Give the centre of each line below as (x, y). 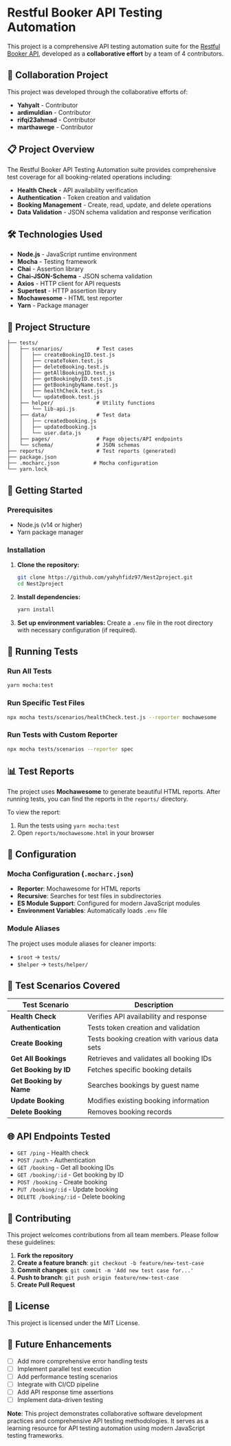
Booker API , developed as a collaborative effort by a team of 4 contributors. (115, 54)
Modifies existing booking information (148, 1101)
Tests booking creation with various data (153, 1039)
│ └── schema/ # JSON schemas (73, 445)
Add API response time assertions (65, 1392)
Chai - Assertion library (50, 269)
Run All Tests (30, 671)
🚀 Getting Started (45, 490)
